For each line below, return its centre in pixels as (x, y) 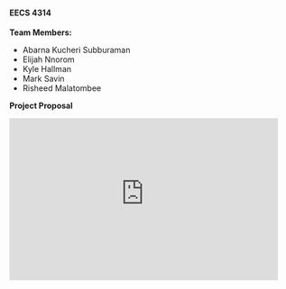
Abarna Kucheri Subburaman (76, 50)
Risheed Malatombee (62, 88)
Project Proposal (42, 106)
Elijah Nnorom (48, 59)
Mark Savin (43, 79)
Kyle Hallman (47, 69)
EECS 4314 (30, 13)
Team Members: (41, 32)
